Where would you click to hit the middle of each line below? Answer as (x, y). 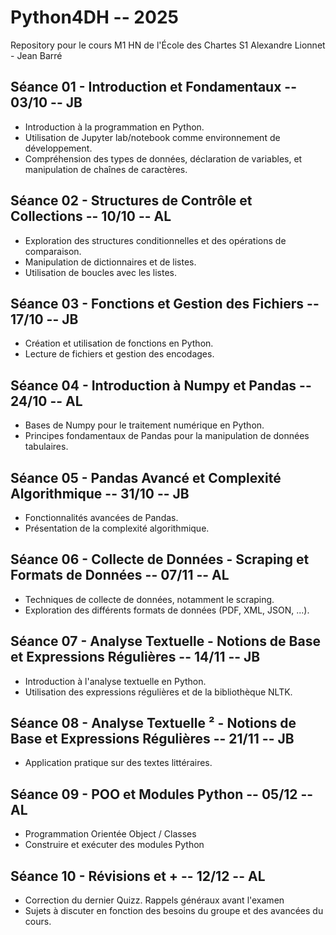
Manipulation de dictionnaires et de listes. (110, 262)
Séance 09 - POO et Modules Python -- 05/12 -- (162, 794)
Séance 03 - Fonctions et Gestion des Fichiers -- (165, 303)
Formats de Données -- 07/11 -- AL (120, 575)
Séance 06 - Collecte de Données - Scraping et (160, 559)
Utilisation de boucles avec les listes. (101, 272)
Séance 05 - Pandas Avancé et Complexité (146, 477)
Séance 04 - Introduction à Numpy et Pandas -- (161, 385)
